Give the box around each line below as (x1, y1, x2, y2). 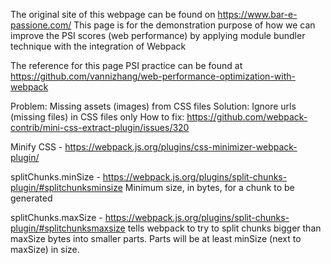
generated (10, 192, 53, 204)
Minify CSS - (10, 141, 63, 153)
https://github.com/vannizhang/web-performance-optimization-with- (10, 70, 296, 82)
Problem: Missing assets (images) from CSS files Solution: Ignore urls (10, 100, 297, 112)
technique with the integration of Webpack (10, 40, 187, 52)
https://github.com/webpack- (186, 111, 308, 123)
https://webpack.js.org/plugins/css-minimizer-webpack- (64, 141, 298, 153)
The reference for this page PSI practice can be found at (10, 60, 243, 71)
